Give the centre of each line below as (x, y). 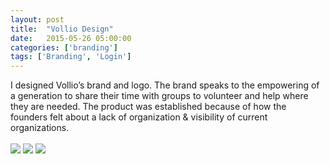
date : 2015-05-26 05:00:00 (71, 38)
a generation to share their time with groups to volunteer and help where (159, 96)
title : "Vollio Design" (62, 29)
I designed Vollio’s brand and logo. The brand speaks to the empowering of (165, 85)
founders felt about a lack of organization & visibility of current (139, 117)
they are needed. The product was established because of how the (148, 107)
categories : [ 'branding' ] (64, 47)
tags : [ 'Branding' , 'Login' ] (71, 57)
